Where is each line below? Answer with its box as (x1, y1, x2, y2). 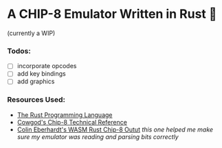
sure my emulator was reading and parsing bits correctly (16, 132, 179, 140)
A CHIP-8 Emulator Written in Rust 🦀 (7, 6, 217, 22)
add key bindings (16, 70, 67, 78)
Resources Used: (7, 95, 65, 105)
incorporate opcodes (16, 62, 77, 70)
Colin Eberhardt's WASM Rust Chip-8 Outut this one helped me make (16, 125, 214, 134)
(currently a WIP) (7, 29, 56, 37)
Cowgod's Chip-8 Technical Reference (16, 118, 127, 126)
